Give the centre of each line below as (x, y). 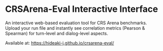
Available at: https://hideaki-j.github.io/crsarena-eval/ (60, 43)
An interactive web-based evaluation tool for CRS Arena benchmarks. (76, 23)
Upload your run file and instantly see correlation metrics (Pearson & (75, 28)
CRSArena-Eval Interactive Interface (82, 9)
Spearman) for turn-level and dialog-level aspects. (56, 33)
